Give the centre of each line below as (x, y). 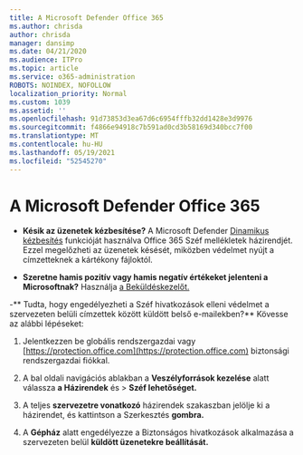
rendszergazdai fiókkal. (66, 361)
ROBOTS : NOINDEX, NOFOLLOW (60, 85)
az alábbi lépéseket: (47, 324)
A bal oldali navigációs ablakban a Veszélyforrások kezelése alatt (146, 378)
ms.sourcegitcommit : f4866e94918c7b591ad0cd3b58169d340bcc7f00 (131, 128)
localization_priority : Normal (68, 93)
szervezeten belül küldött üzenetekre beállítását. (115, 442)
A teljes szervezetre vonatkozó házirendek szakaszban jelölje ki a (146, 405)
